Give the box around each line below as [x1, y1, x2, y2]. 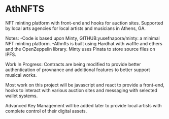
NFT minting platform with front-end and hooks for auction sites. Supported [5, 20, 163, 26]
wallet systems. [5, 93, 38, 99]
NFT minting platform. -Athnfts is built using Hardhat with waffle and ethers [5, 40, 162, 46]
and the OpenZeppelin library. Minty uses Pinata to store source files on [5, 46, 156, 52]
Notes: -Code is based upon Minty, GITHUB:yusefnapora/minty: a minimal [5, 35, 160, 41]
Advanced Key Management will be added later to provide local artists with [5, 102, 162, 108]
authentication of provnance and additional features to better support [5, 67, 150, 73]
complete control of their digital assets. [5, 108, 87, 114]
